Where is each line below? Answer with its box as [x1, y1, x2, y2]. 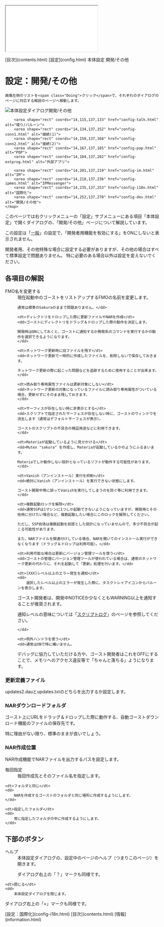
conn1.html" [5, 132, 29, 137]
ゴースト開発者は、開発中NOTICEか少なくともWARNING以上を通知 [17, 595, 153, 601]
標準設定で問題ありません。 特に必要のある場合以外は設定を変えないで [9, 252, 152, 258]
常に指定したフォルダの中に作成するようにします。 [14, 816, 101, 821]
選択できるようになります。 [24, 334, 72, 339]
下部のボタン [5, 835, 44, 843]
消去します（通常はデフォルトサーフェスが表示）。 [17, 416, 103, 421]
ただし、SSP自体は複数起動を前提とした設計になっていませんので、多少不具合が [17, 521, 155, 527]
